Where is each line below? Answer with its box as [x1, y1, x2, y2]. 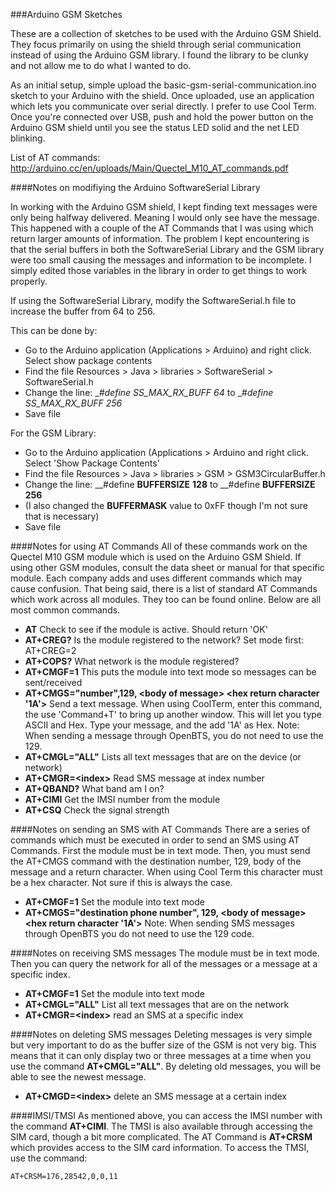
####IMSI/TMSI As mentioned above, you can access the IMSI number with [10, 1110, 323, 1121]
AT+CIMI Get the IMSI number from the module [24, 794, 221, 805]
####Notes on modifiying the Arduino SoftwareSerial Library [10, 182, 261, 193]
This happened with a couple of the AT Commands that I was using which [10, 222, 314, 234]
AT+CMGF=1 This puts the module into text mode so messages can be [24, 666, 317, 678]
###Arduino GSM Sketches [10, 9, 123, 20]
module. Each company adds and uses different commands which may [10, 572, 303, 584]
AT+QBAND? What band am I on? [24, 783, 165, 794]
